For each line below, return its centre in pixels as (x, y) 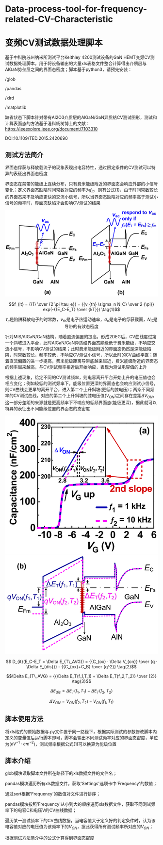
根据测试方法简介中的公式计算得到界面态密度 (50, 838)
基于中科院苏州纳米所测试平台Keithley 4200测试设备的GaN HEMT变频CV (78, 57)
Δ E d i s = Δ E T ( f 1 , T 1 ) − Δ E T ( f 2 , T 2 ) (81, 691)
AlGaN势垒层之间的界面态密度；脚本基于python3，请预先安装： (69, 69)
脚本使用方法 (24, 719)
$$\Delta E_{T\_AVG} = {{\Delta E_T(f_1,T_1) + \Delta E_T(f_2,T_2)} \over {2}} (81, 676)
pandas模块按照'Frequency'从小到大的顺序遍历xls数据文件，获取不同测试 (78, 804)
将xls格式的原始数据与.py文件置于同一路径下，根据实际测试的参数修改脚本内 (81, 731)
